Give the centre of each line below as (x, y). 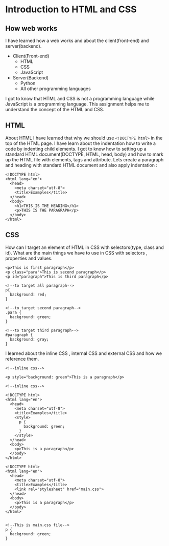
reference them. (22, 359)
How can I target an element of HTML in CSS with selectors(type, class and (85, 247)
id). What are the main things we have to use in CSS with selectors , (77, 253)
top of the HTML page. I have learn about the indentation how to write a (81, 143)
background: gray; (30, 339)
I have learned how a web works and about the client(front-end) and (77, 40)
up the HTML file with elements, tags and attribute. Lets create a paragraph (84, 159)
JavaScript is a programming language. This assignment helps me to (77, 104)
